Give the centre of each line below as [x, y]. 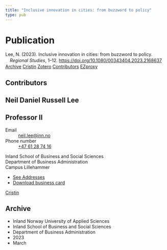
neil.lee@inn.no [34, 135]
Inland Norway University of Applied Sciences [61, 221]
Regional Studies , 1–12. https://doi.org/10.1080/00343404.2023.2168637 [86, 61]
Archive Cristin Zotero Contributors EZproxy [52, 67]
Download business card [39, 182]
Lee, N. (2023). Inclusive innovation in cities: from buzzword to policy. [79, 54]
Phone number [21, 141]
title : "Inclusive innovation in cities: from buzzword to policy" [79, 10]
